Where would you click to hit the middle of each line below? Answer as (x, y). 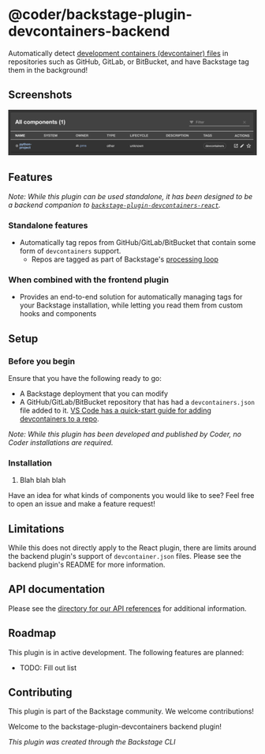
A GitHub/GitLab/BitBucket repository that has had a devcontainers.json (137, 402)
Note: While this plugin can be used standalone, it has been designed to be (131, 196)
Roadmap (32, 633)
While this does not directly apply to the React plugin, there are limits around (132, 548)
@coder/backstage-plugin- (101, 15)
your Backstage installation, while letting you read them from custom (131, 305)
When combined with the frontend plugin (89, 280)
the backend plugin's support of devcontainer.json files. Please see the (125, 556)
